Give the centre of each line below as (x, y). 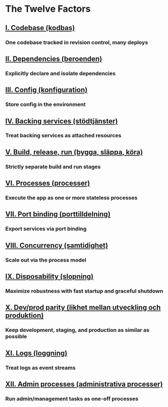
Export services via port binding (46, 229)
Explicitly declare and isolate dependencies (61, 73)
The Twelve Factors (48, 9)
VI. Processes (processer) (48, 183)
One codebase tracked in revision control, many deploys (77, 42)
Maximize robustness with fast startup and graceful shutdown (84, 291)
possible (16, 336)
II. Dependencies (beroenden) (54, 59)
